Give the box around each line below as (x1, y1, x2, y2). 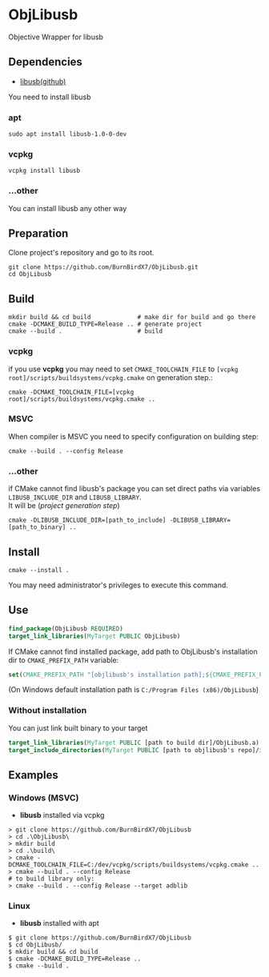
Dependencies (8, 55, 82, 69)
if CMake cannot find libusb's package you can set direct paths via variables (8, 484, 261, 494)
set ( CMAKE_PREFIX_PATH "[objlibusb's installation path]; (8, 671, 206, 679)
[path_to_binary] (8, 523, 66, 531)
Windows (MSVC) (8, 792, 79, 803)
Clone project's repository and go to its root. (8, 248, 155, 258)
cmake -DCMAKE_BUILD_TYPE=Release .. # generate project (8, 320, 203, 329)
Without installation (8, 705, 87, 716)
